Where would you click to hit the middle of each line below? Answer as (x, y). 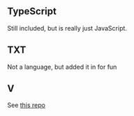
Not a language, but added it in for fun (62, 67)
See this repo (26, 105)
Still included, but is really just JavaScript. (67, 28)
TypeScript (32, 11)
